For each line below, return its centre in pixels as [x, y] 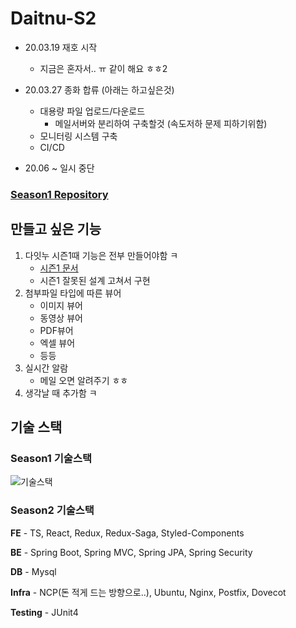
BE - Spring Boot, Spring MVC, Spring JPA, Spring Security [131, 552]
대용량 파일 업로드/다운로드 [92, 111]
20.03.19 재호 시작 [61, 47]
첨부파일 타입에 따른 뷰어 [73, 293]
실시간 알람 [46, 368]
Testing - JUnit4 [44, 612]
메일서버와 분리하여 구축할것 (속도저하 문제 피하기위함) [161, 123]
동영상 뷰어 [61, 318]
